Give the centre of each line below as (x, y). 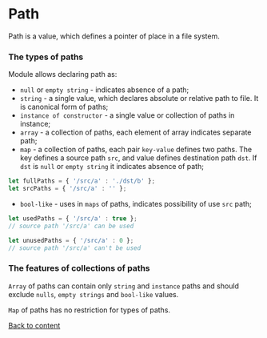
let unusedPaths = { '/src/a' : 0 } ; (71, 240)
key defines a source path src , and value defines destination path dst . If (138, 158)
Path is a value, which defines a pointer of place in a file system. (114, 36)
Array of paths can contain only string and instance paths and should (124, 286)
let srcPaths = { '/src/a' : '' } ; (68, 189)
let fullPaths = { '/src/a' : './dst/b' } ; (82, 181)
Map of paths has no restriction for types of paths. (89, 310)
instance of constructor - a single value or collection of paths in (127, 115)
